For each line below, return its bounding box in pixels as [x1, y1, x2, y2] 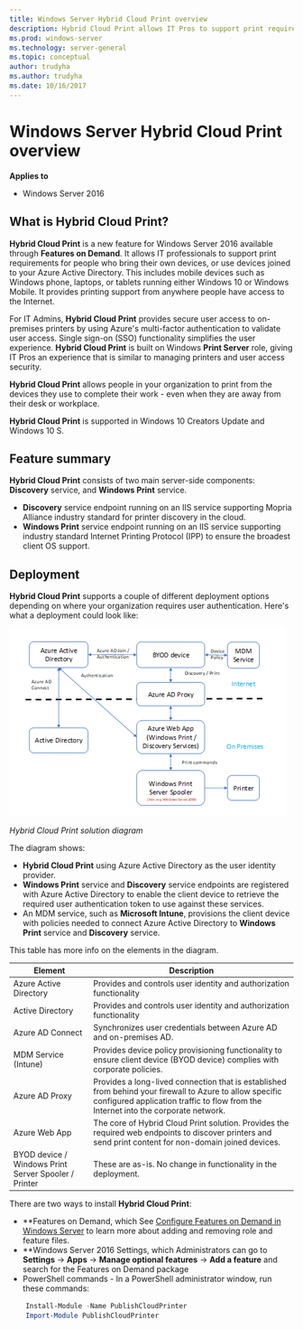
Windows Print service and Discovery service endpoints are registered [22, 879, 289, 890]
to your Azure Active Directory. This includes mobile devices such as [9, 267, 265, 277]
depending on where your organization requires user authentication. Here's [9, 601, 289, 612]
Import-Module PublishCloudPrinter [25, 1311, 160, 1320]
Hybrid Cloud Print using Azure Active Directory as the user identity [22, 860, 277, 871]
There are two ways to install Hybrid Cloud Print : [9, 1198, 192, 1209]
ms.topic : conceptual [9, 52, 91, 62]
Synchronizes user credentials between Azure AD [93, 1022, 278, 1034]
